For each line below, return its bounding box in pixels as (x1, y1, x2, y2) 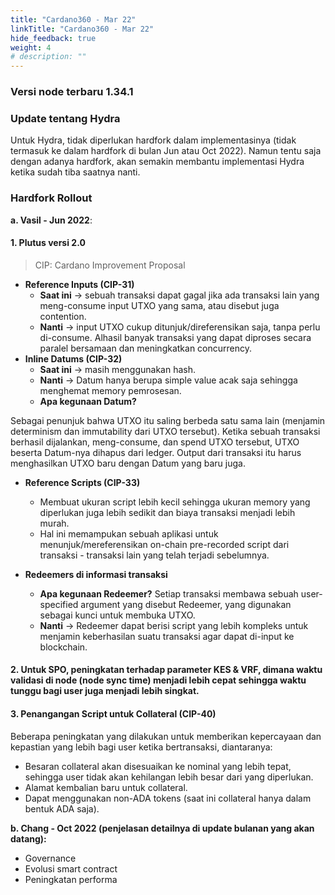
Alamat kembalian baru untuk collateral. (24, 781, 188, 793)
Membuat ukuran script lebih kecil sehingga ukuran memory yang (39, 496, 311, 508)
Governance (24, 852, 77, 864)
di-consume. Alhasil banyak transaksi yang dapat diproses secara (39, 331, 312, 343)
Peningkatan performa (24, 873, 118, 885)
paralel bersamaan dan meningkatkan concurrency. (39, 342, 253, 354)
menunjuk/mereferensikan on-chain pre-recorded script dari (39, 538, 290, 550)
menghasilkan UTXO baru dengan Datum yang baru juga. (10, 457, 246, 469)
